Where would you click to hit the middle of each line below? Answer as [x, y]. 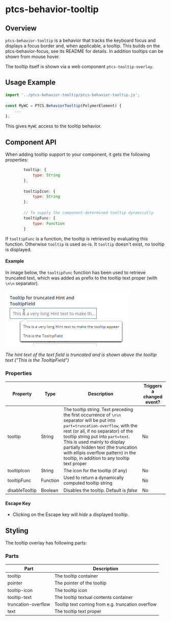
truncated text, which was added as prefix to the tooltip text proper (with [81, 278]
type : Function [49, 223]
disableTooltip [22, 490]
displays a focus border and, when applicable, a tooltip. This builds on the [83, 46]
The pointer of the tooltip [80, 583]
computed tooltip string [88, 483]
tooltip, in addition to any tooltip [96, 458]
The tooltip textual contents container [94, 597]
